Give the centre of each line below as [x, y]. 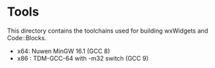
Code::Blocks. [27, 37]
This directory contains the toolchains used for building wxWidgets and [108, 31]
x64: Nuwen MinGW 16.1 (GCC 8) [64, 51]
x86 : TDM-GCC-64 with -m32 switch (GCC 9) [83, 58]
